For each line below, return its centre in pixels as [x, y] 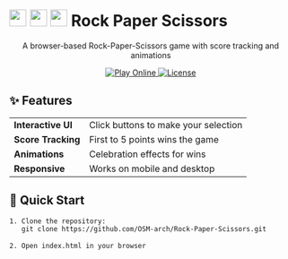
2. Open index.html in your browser [78, 246]
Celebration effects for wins [148, 154]
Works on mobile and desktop [152, 168]
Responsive [39, 168]
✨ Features [41, 101]
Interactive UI [44, 125]
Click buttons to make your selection [166, 125]
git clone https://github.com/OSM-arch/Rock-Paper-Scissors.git [144, 229]
